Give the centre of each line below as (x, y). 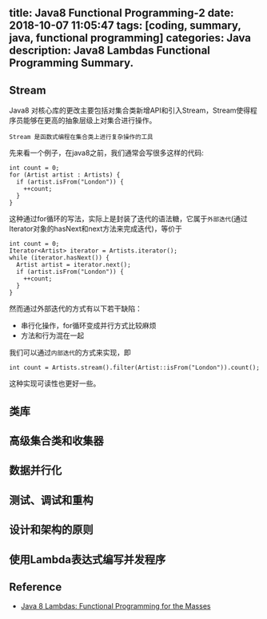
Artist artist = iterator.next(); (74, 265)
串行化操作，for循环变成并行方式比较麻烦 (88, 326)
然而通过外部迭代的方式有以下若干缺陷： (76, 309)
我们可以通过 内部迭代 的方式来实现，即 (70, 353)
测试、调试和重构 (51, 500)
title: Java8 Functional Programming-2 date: (122, 13)
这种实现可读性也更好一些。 (55, 383)
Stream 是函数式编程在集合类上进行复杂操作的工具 (81, 137)
